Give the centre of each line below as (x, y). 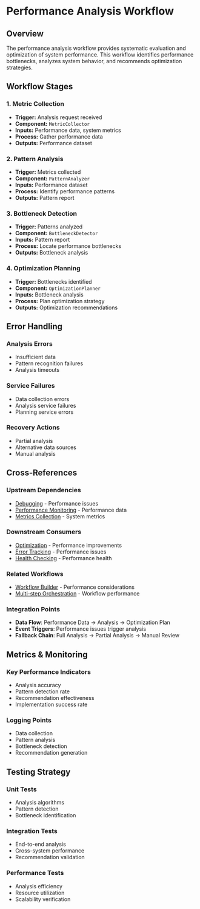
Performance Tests (35, 873)
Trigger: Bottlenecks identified (53, 281)
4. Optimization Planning (43, 269)
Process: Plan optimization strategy (60, 301)
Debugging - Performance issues (57, 503)
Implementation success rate (51, 705)
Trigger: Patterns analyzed (49, 227)
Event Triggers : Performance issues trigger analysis (81, 629)
